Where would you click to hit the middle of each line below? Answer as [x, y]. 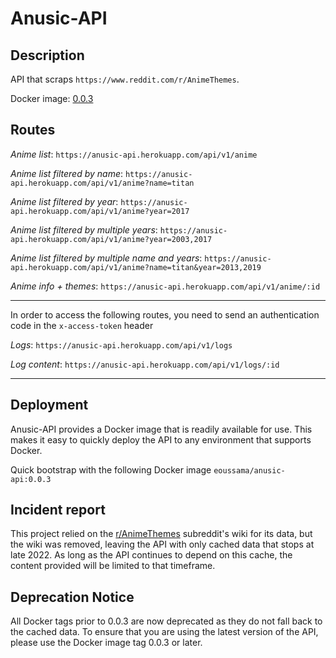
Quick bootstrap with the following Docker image [111, 469]
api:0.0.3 [31, 479]
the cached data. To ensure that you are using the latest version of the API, [164, 632]
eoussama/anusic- [249, 470]
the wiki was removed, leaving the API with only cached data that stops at [162, 544]
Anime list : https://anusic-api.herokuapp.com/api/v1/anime [134, 154]
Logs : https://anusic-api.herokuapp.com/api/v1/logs [121, 344]
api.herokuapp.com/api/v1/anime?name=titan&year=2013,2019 [136, 267]
